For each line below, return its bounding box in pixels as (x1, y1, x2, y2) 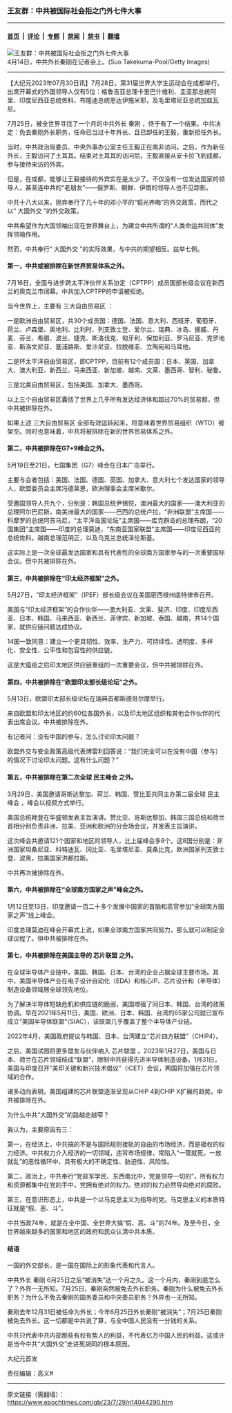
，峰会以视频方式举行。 (20, 798, 88, 806)
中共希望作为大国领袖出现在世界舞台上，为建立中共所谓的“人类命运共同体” (7, 221, 219, 230)
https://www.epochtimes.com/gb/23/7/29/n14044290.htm (7, 1398, 173, 1407)
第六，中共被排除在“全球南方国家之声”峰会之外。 (7, 885, 147, 894)
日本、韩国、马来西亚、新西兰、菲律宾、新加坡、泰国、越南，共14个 (19, 614, 213, 622)
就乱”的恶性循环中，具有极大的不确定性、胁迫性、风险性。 (7, 1157, 174, 1165)
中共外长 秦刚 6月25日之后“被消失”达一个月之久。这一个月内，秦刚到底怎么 (7, 1276, 221, 1284)
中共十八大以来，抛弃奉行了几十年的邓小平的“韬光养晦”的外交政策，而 (7, 198, 206, 206)
